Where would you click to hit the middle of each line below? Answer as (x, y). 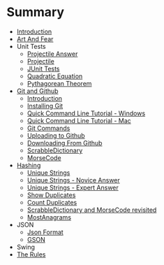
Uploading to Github (56, 135)
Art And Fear (35, 38)
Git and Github (37, 91)
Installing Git (45, 106)
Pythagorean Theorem (59, 83)
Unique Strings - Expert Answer (73, 187)
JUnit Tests (43, 69)
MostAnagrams (49, 217)
